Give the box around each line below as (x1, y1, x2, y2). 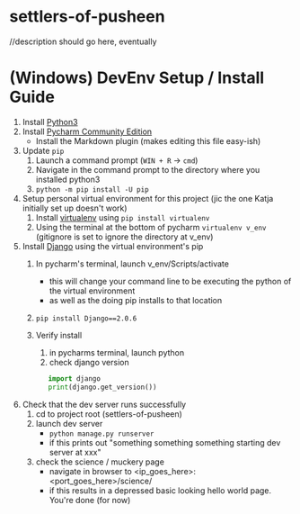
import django (48, 374, 101, 383)
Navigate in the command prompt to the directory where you (35, 164, 260, 175)
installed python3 (35, 174, 101, 185)
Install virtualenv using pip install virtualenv (35, 212, 210, 222)
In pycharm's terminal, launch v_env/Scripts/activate (35, 258, 229, 269)
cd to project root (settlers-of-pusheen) (35, 408, 182, 419)
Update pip (22, 145, 65, 156)
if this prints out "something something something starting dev (49, 437, 281, 447)
